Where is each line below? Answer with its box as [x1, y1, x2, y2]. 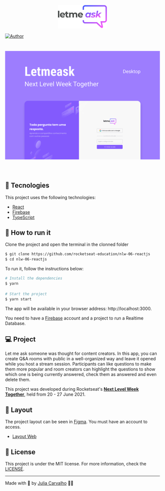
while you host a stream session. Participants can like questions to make [5, 361, 152, 367]
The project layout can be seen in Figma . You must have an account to [5, 419, 148, 425]
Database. [5, 320, 26, 326]
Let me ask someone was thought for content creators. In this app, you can [5, 350, 157, 356]
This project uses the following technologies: [5, 194, 96, 200]
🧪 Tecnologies [5, 181, 50, 190]
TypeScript [12, 214, 35, 220]
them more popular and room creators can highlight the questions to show [5, 366, 156, 372]
